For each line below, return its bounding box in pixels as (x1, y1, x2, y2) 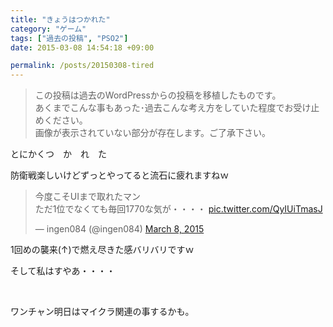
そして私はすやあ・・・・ (10, 265, 116, 277)
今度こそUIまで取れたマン (34, 191, 141, 203)
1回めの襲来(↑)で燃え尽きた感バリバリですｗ (10, 244, 195, 256)
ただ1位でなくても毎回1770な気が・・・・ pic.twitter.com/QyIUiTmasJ (34, 203, 323, 215)
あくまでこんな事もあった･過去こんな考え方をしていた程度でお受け (34, 102, 312, 114)
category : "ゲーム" (10, 24, 87, 34)
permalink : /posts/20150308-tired (10, 61, 155, 71)
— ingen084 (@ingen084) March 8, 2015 (34, 223, 205, 235)
